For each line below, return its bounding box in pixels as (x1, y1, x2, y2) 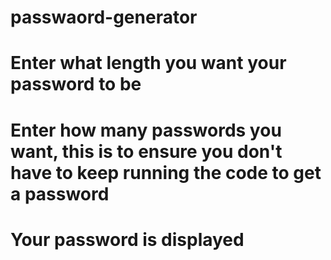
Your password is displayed (10, 228, 245, 251)
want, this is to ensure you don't (10, 140, 283, 163)
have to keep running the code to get (10, 161, 322, 184)
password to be (10, 73, 142, 96)
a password (10, 182, 110, 205)
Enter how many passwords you (10, 119, 282, 141)
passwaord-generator (10, 6, 198, 29)
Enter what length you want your (10, 52, 287, 75)
